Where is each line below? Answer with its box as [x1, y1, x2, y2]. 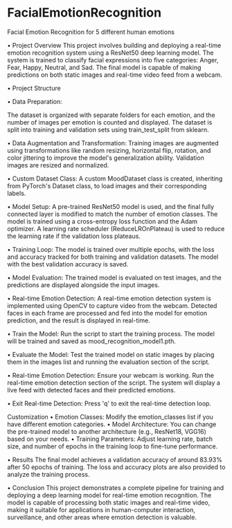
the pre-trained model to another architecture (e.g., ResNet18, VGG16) [7, 427, 206, 435]
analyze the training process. [7, 470, 90, 478]
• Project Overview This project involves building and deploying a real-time [7, 41, 222, 49]
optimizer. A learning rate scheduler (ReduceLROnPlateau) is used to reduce [7, 224, 225, 233]
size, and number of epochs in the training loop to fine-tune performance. [7, 441, 218, 450]
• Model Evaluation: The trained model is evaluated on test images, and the [7, 273, 222, 282]
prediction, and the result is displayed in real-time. [7, 316, 150, 325]
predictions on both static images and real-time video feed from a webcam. [7, 71, 223, 79]
